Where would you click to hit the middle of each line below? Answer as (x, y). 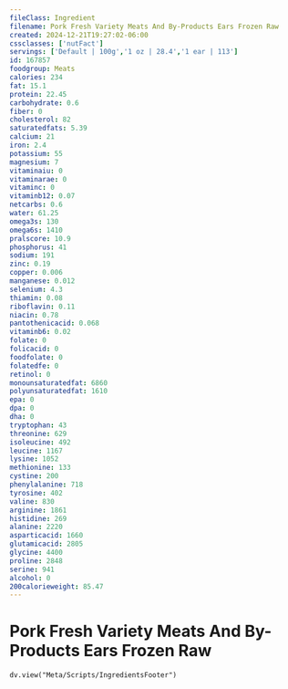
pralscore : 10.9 (40, 238)
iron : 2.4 (28, 145)
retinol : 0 (30, 374)
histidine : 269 (38, 518)
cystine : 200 (34, 476)
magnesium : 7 (34, 162)
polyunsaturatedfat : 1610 (58, 391)
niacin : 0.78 (34, 315)
